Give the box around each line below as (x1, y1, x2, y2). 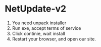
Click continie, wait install (12, 30, 65, 36)
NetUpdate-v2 (5, 3, 67, 15)
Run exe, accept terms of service (12, 25, 81, 31)
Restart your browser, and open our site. (12, 36, 96, 42)
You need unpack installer (12, 20, 67, 26)
